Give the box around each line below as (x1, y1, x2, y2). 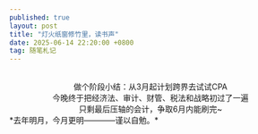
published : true (9, 13, 70, 22)
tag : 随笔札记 (9, 46, 56, 55)
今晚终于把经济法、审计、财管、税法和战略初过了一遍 (52, 93, 249, 104)
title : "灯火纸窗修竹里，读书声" (9, 29, 119, 38)
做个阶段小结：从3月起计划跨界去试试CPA (73, 81, 228, 92)
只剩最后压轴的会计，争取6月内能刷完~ (79, 104, 222, 114)
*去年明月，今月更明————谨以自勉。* (9, 115, 159, 126)
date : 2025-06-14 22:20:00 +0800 (9, 38, 134, 47)
